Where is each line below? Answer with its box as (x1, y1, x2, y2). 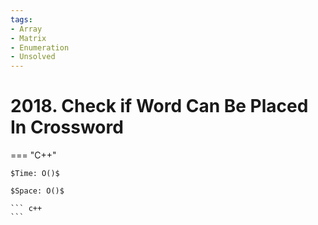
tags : (10, 14, 33, 25)
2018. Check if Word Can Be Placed (10, 95, 309, 118)
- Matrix (10, 33, 47, 43)
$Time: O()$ (10, 169, 60, 179)
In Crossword (10, 116, 124, 139)
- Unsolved (10, 52, 56, 62)
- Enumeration (10, 42, 70, 53)
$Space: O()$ (10, 186, 65, 196)
